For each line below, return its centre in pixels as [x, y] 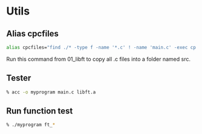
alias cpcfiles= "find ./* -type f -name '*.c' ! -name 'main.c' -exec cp [101, 47]
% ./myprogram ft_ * [31, 125]
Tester [19, 78]
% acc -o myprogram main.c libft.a [51, 92]
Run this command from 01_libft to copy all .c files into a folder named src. [98, 59]
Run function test [40, 111]
